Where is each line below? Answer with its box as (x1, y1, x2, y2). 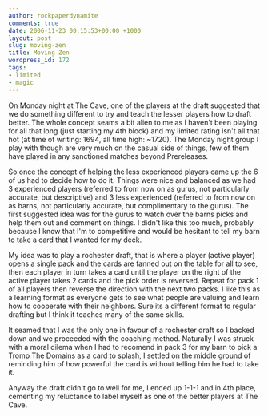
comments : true (8, 19, 59, 27)
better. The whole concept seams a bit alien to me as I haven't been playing (8, 117, 258, 127)
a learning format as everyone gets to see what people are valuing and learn (8, 292, 260, 302)
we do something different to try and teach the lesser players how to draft (8, 109, 252, 118)
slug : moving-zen (8, 42, 66, 50)
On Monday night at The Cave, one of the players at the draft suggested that (8, 101, 260, 110)
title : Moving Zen (8, 49, 70, 57)
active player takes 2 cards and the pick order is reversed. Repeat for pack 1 (8, 275, 259, 285)
